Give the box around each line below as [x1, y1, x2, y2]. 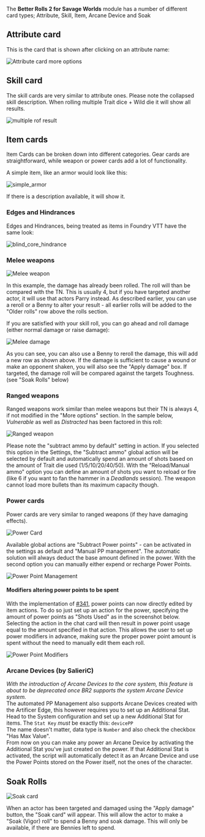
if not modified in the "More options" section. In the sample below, [6, 412, 173, 419]
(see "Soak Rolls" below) [6, 376, 69, 384]
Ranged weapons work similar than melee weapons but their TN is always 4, [6, 405, 199, 413]
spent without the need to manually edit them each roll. [6, 639, 146, 646]
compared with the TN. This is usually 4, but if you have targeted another [6, 288, 191, 296]
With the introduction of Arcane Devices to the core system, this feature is [6, 681, 193, 688]
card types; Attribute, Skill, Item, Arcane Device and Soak [6, 12, 151, 19]
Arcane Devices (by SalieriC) [6, 666, 94, 674]
